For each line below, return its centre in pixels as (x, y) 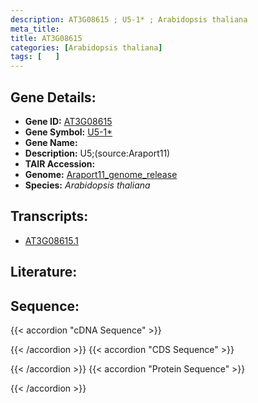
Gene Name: (51, 142)
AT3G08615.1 (51, 240)
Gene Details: (53, 97)
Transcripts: (49, 216)
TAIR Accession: (60, 163)
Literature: (44, 272)
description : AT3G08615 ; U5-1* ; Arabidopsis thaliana (129, 19)
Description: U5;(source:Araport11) (97, 153)
